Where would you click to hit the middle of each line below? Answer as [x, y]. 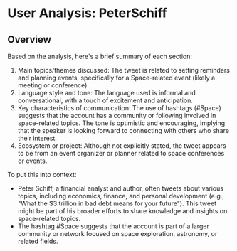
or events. [32, 161]
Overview [30, 39]
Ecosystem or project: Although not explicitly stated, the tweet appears [122, 146]
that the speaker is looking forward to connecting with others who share [123, 130]
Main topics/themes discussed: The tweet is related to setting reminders [123, 70]
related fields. [38, 241]
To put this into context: [42, 175]
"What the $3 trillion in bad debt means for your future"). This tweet [117, 203]
